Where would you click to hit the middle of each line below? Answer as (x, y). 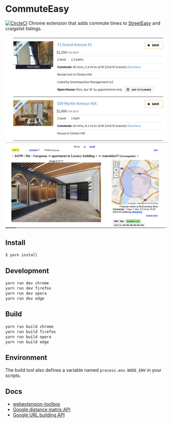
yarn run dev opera (26, 293)
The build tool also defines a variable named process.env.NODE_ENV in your (83, 370)
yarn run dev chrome (27, 283)
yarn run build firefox (31, 332)
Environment (26, 358)
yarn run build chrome (29, 326)
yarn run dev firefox (28, 288)
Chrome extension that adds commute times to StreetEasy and (94, 23)
